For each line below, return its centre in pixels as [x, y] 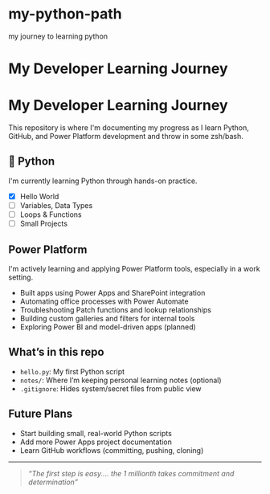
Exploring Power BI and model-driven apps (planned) [108, 327]
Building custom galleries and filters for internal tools [107, 318]
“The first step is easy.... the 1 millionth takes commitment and [131, 473]
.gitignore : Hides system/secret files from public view [111, 388]
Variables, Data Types [56, 205]
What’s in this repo [56, 352]
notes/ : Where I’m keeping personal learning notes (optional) [121, 380]
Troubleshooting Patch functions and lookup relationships [115, 309]
